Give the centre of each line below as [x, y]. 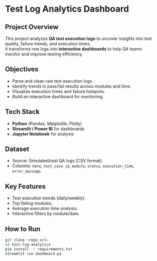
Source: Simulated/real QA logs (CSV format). [57, 161]
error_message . [27, 171]
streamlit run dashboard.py [33, 254]
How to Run [23, 229]
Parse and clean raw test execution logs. [53, 81]
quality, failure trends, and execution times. [48, 44]
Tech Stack [22, 112]
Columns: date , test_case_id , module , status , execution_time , [73, 166]
